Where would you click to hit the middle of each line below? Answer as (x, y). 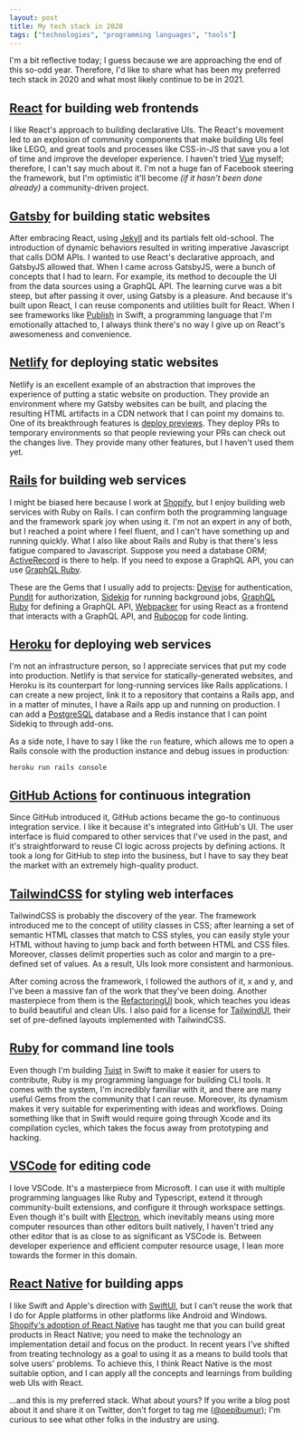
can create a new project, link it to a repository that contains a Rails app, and (152, 695)
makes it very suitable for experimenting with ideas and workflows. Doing (146, 1108)
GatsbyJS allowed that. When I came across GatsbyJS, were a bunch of (142, 267)
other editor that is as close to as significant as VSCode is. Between (136, 1236)
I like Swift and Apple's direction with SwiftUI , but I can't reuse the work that (151, 1305)
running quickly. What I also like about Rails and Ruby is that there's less (144, 541)
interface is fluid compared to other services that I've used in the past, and (148, 837)
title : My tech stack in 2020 (66, 26)
